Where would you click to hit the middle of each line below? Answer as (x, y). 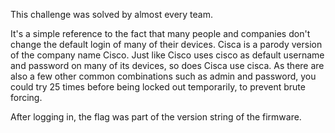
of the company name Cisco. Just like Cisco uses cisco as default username (167, 55)
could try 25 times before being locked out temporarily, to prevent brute (158, 87)
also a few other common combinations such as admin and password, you (163, 76)
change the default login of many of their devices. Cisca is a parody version (166, 44)
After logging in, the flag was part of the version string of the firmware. (156, 117)
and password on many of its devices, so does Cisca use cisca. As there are (167, 65)
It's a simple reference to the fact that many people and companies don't (160, 33)
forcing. (26, 97)
